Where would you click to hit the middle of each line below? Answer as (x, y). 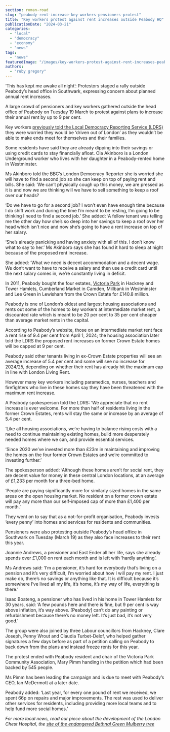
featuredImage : (21, 62)
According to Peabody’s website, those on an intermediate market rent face (84, 330)
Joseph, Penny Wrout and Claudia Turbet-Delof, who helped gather (75, 636)
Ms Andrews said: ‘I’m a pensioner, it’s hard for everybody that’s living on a (83, 568)
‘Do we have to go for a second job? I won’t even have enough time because (85, 205)
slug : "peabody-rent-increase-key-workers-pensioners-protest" (73, 15)
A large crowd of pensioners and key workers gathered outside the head (81, 106)
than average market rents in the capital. (47, 320)
